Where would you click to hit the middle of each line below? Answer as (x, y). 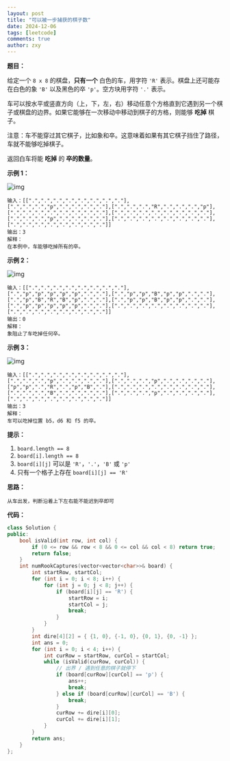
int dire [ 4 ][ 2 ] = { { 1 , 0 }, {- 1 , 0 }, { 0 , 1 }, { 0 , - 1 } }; (115, 636)
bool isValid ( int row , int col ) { (68, 541)
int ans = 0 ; (50, 643)
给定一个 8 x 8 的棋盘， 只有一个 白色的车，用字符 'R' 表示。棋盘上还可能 (111, 80)
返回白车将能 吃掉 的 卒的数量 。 (52, 158)
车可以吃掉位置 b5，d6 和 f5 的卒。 (53, 421)
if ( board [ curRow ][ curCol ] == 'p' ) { (110, 675)
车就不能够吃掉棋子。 (37, 144)
